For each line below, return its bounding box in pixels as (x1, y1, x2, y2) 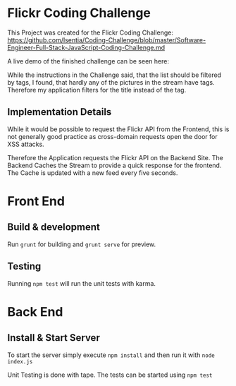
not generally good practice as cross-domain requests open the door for (7, 132, 218, 140)
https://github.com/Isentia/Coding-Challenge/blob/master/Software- (7, 35, 206, 44)
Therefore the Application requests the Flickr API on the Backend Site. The (7, 153, 223, 162)
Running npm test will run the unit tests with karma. (7, 279, 156, 287)
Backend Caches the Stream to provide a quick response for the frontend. (7, 161, 222, 169)
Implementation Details (7, 106, 112, 118)
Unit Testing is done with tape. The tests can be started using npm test (7, 370, 213, 379)
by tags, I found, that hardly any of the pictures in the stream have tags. (7, 78, 215, 86)
